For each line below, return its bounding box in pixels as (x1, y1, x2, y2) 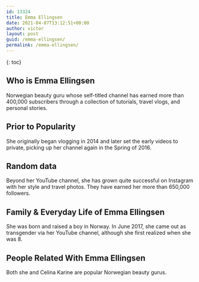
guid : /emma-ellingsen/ (6, 36, 66, 42)
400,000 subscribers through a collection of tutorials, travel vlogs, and (6, 98, 180, 105)
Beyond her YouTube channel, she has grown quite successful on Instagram (6, 177, 194, 184)
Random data (6, 161, 57, 171)
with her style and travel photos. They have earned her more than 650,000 (6, 183, 190, 191)
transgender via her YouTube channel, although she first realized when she (6, 229, 191, 237)
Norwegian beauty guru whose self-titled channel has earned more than (6, 91, 184, 99)
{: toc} (6, 58, 22, 66)
